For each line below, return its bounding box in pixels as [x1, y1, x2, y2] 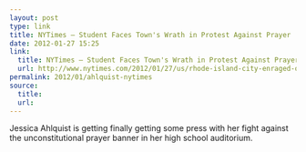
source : [9, 81, 39, 90]
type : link [9, 22, 51, 31]
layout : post [9, 13, 59, 23]
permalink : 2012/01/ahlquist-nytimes [9, 73, 153, 82]
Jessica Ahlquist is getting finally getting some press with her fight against [9, 123, 289, 134]
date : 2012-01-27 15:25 [9, 38, 100, 48]
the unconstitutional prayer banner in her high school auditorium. [9, 133, 253, 144]
